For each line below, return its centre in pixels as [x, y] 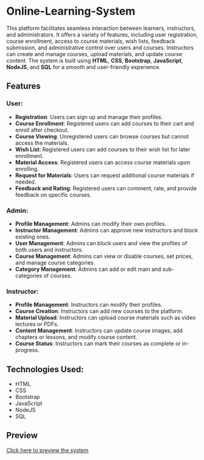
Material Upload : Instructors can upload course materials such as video [105, 318]
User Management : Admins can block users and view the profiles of [101, 243]
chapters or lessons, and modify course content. [76, 337]
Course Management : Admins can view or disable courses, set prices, [104, 256]
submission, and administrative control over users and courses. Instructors [100, 48]
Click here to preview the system [47, 450]
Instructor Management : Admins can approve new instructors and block [107, 230]
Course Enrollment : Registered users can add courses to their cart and [104, 123]
